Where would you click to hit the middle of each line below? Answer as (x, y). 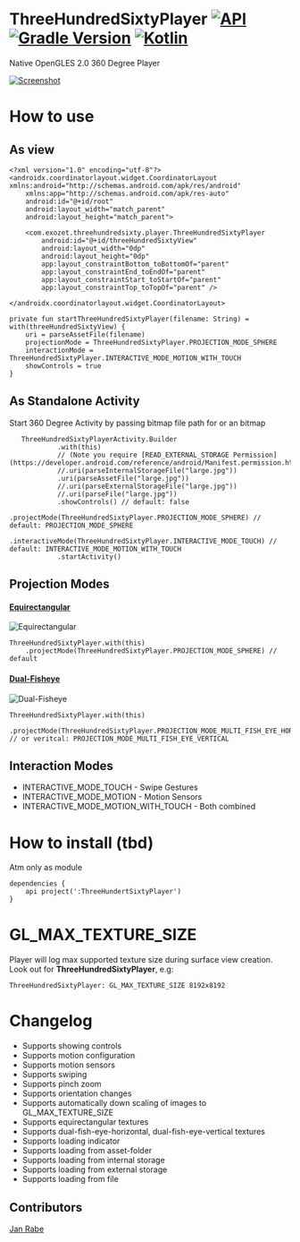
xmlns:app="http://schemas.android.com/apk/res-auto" (127, 193)
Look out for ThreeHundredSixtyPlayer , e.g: (92, 969)
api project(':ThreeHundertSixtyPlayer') (103, 892)
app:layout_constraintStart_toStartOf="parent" (131, 279)
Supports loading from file (70, 1179)
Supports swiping (54, 1075)
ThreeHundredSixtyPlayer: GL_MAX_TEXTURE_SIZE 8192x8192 (117, 986)
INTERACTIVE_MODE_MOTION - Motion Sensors (112, 797)
